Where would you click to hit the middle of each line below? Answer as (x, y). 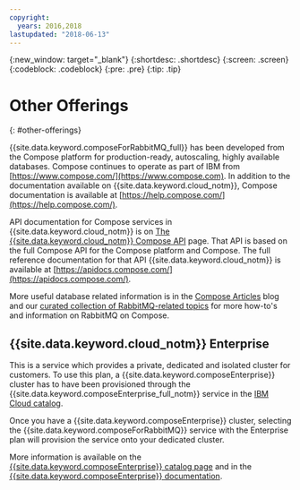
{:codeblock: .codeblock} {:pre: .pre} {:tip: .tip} (95, 69)
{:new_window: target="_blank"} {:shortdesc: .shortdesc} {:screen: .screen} (149, 60)
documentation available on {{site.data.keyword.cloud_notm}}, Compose (143, 185)
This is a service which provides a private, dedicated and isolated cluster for (150, 365)
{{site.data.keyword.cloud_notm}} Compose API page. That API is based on (149, 241)
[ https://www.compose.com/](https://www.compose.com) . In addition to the (150, 176)
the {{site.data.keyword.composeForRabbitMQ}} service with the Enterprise (149, 430)
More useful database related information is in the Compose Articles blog (144, 297)
